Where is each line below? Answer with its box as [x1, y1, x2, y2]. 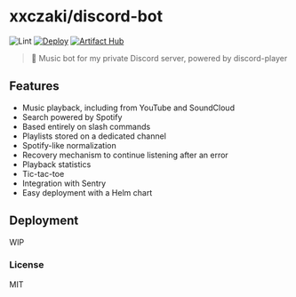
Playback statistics [21, 158, 92, 170]
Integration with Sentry [21, 178, 107, 189]
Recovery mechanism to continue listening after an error [21, 149, 228, 160]
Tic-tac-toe [21, 168, 65, 179]
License [9, 259, 44, 271]
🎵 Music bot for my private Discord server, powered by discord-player [30, 52, 288, 63]
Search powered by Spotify [21, 111, 123, 122]
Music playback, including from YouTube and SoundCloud [21, 102, 236, 113]
